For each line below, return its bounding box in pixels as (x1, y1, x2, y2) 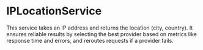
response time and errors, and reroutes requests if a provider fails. (6, 37, 174, 44)
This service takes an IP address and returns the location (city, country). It (6, 24, 193, 31)
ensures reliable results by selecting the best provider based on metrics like (6, 30, 197, 37)
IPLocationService (6, 4, 102, 18)
